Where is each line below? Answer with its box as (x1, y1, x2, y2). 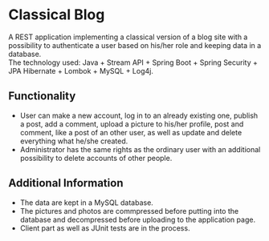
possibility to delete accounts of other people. (19, 153, 173, 163)
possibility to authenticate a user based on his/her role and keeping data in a (8, 40, 262, 50)
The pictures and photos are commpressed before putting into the (19, 206, 239, 215)
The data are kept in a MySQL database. (19, 198, 154, 207)
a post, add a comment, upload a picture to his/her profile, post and (19, 118, 244, 129)
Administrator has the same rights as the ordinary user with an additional (19, 144, 261, 154)
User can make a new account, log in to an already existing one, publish (19, 110, 259, 120)
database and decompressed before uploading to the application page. (19, 215, 255, 224)
